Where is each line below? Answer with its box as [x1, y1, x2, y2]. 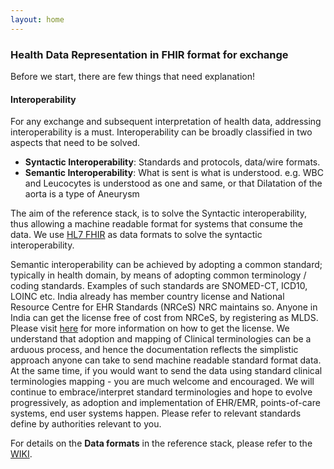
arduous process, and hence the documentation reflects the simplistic [10, 344, 299, 356]
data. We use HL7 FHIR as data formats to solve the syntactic [10, 229, 263, 241]
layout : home [10, 14, 65, 25]
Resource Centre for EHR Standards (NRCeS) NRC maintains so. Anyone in [10, 301, 318, 313]
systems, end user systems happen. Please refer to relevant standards [10, 407, 302, 420]
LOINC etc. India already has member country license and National [10, 291, 285, 303]
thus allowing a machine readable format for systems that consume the [10, 218, 304, 230]
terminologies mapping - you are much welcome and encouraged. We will [10, 376, 315, 388]
